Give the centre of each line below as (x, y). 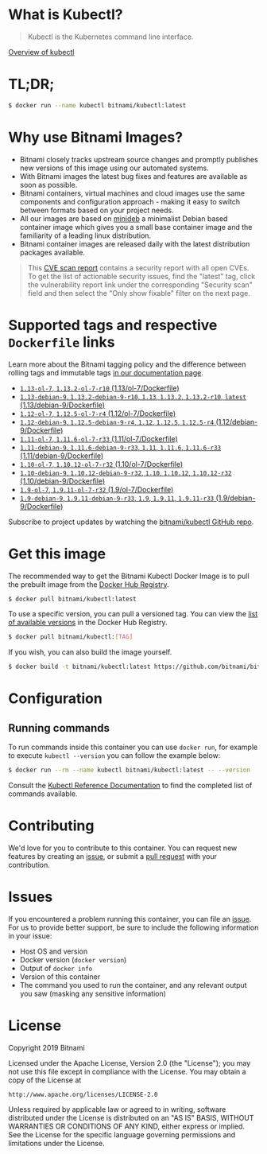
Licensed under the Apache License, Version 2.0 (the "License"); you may (130, 1063)
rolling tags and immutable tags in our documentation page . (106, 372)
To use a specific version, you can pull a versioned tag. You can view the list (133, 614)
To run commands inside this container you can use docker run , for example (133, 747)
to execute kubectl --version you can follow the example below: (114, 756)
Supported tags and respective (113, 325)
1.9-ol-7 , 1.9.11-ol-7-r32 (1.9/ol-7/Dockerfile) (97, 489)
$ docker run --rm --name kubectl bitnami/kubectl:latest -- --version (129, 770)
